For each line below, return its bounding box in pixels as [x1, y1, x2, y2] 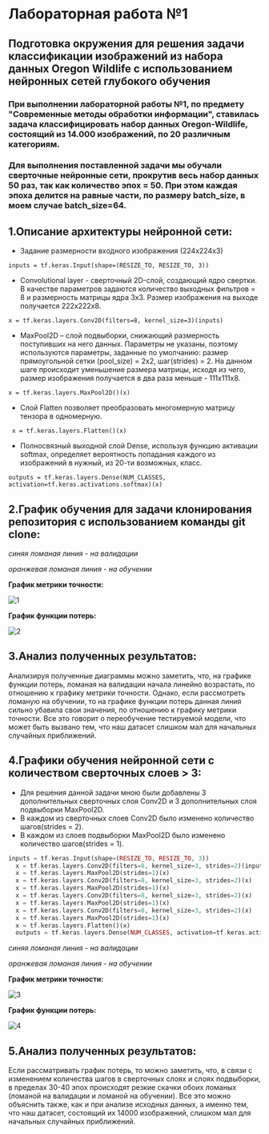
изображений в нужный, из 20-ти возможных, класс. [19, 458, 203, 468]
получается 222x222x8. [19, 302, 102, 311]
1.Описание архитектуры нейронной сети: [8, 225, 233, 238]
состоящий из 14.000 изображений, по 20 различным [8, 128, 231, 140]
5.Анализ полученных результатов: [8, 1044, 197, 1058]
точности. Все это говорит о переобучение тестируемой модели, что [8, 713, 247, 723]
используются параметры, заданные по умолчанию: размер [19, 348, 229, 358]
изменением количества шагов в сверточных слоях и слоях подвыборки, [8, 1074, 261, 1083]
